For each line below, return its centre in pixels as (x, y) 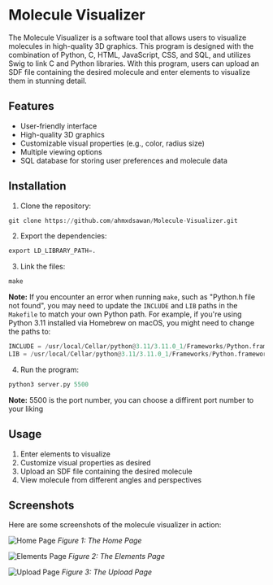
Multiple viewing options (61, 151)
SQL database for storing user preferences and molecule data (123, 160)
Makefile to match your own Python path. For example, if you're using (125, 314)
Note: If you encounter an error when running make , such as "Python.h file (132, 297)
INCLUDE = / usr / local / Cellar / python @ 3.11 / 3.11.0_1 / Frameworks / (118, 347)
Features (31, 106)
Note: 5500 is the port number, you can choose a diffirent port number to (131, 399)
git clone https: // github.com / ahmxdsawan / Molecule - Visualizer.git (123, 220)
